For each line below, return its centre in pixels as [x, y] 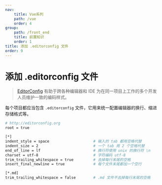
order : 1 [23, 42]
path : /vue [25, 19]
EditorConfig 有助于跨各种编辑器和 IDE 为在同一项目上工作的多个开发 [87, 91]
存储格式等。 [18, 114]
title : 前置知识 [29, 37]
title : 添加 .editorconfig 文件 [37, 46]
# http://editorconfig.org [33, 123]
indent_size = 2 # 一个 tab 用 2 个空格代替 [75, 146]
